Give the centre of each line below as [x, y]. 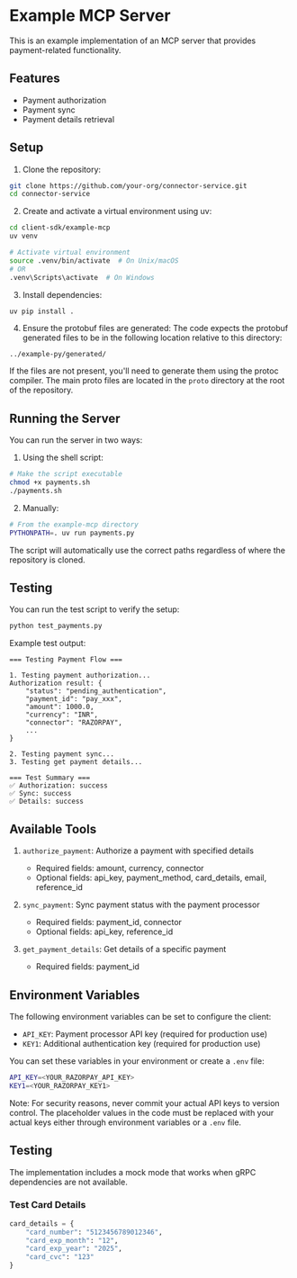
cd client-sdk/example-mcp [60, 228]
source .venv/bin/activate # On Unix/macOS [94, 261]
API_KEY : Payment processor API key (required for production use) [145, 1034]
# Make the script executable [66, 474]
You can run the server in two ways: [76, 440]
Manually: [40, 508]
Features [35, 79]
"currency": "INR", [62, 715]
